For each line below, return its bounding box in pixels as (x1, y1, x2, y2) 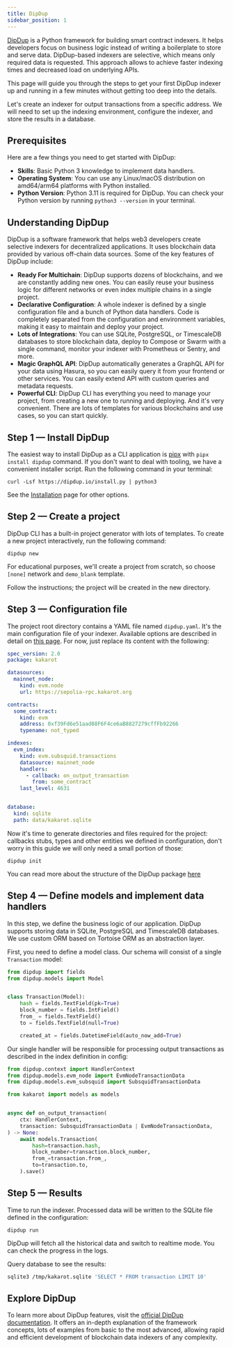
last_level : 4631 (19, 785, 70, 792)
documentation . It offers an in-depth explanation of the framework (7, 1318, 198, 1327)
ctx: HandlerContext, (19, 1116, 82, 1123)
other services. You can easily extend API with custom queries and (17, 374, 209, 383)
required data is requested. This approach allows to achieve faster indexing (7, 58, 223, 66)
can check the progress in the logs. (7, 1246, 109, 1255)
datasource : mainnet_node (19, 759, 95, 766)
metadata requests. (17, 382, 74, 390)
